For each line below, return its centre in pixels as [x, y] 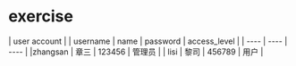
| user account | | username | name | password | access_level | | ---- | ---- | [148, 41]
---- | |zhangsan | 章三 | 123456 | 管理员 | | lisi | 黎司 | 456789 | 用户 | [136, 52]
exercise [41, 16]
